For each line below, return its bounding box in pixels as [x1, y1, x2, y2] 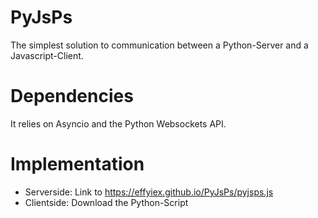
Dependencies [10, 85, 134, 108]
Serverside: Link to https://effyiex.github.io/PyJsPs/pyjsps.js [24, 186, 274, 198]
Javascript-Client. [10, 49, 84, 61]
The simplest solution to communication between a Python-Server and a [10, 39, 309, 51]
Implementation [10, 153, 145, 176]
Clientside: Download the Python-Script [24, 196, 189, 208]
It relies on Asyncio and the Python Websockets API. [10, 117, 227, 130]
